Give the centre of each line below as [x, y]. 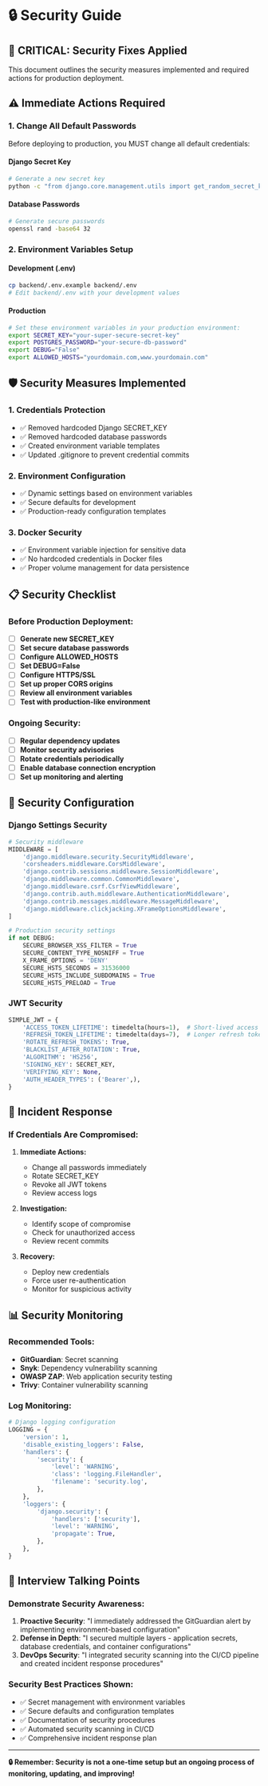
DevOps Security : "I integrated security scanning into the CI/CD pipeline [139, 1655]
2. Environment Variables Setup [71, 249]
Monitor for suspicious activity [81, 1289]
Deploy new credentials [71, 1272]
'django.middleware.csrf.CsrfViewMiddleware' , [101, 887]
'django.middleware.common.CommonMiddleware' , [101, 879]
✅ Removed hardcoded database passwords [93, 436]
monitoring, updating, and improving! [72, 1773]
